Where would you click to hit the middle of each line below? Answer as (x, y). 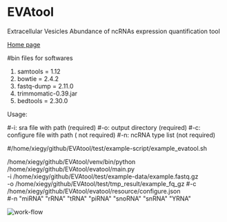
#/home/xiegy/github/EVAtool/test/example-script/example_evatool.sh (107, 148)
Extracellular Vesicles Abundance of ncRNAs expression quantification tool (114, 31)
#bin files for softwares (40, 58)
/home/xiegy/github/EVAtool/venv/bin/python (71, 161)
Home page (24, 44)
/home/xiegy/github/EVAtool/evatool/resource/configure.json (94, 191)
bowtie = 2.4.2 (38, 78)
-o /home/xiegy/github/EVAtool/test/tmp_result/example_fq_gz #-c (102, 183)
